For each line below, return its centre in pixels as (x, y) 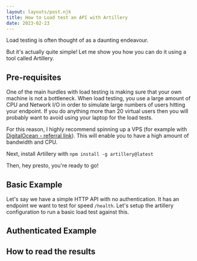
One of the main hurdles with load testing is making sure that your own (94, 92)
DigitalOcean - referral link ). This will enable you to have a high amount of (98, 136)
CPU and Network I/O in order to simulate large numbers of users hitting (96, 105)
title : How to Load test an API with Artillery (67, 18)
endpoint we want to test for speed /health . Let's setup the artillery (90, 205)
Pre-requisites (34, 77)
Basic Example (34, 185)
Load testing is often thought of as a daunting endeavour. (77, 40)
